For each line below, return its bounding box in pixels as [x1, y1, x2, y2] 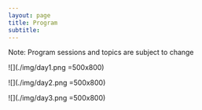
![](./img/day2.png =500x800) [8, 78, 106, 87]
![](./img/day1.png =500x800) [8, 63, 105, 72]
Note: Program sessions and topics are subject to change [8, 48, 194, 57]
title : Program [8, 19, 58, 27]
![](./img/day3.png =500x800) [8, 93, 106, 103]
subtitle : [8, 26, 41, 34]
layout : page [8, 11, 51, 20]
